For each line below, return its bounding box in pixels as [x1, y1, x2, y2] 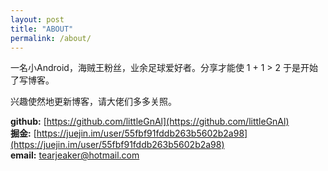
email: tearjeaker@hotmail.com [10, 149, 140, 161]
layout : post [10, 14, 65, 25]
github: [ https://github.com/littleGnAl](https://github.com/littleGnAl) [10, 116, 290, 128]
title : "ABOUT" [10, 24, 74, 34]
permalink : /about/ [10, 33, 92, 43]
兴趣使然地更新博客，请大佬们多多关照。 [10, 96, 177, 108]
